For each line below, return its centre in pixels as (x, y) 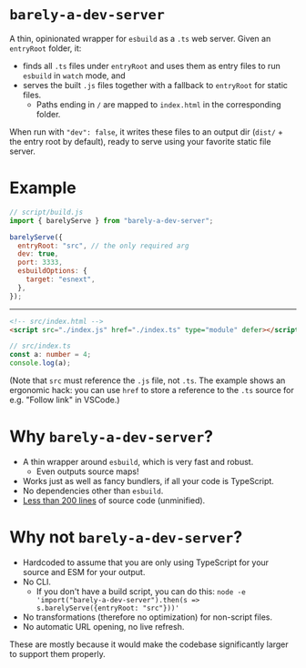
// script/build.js (46, 212)
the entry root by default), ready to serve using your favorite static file (140, 141)
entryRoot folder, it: (46, 48)
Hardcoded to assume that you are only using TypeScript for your (146, 562)
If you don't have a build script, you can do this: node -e (141, 591)
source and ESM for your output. (84, 572)
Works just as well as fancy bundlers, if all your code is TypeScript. (148, 481)
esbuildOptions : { (53, 271)
